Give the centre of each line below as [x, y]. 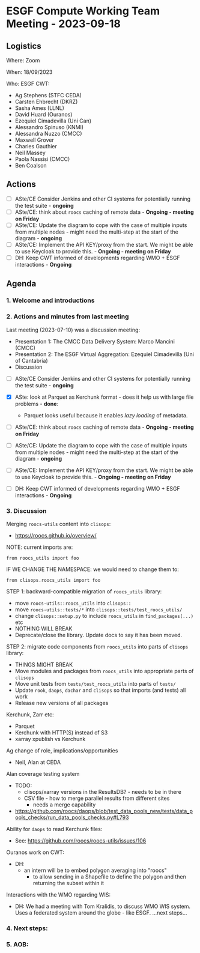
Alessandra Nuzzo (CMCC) [48, 134]
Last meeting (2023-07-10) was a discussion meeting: [73, 330]
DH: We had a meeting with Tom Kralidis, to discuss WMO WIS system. [103, 906]
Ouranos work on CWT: [35, 852]
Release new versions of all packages [62, 703]
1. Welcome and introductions [50, 300]
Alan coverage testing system [43, 774]
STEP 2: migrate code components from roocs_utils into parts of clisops [97, 647]
